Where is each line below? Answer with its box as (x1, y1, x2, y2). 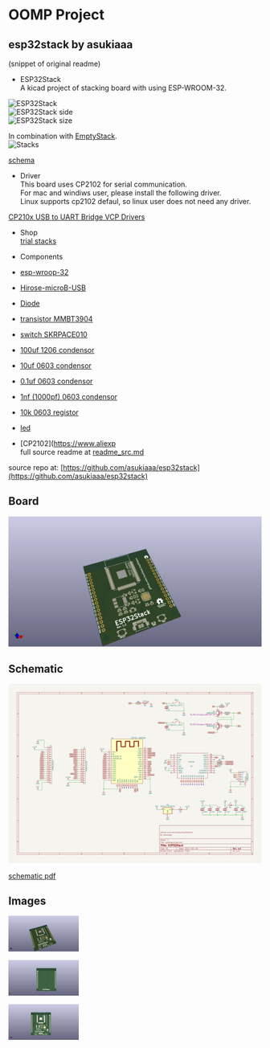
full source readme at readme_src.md (19, 448, 145, 456)
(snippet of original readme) (8, 59, 101, 68)
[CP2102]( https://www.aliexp (19, 439, 117, 448)
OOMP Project (8, 6, 105, 24)
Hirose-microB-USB (19, 283, 87, 293)
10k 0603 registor (19, 407, 79, 417)
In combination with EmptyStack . (8, 131, 118, 141)
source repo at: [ (8, 463, 63, 472)
